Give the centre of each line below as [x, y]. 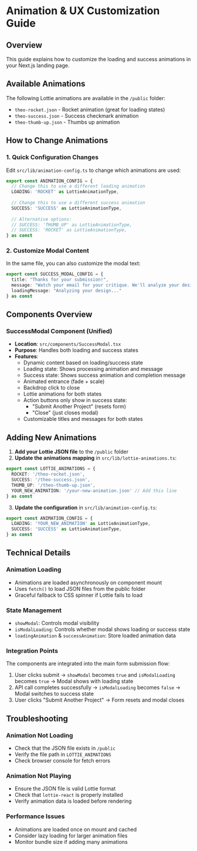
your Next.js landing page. [38, 65]
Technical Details [38, 553]
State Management [34, 610]
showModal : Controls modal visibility [57, 623]
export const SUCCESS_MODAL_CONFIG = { [55, 274]
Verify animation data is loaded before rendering [73, 801]
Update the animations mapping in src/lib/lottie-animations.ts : [96, 458]
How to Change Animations [57, 140]
